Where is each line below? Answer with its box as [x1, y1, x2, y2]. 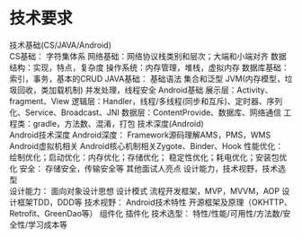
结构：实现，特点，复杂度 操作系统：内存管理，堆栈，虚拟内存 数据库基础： [9, 62, 289, 73]
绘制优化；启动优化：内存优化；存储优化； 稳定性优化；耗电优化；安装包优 [9, 152, 288, 163]
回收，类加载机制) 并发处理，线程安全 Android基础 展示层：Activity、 [16, 84, 273, 95]
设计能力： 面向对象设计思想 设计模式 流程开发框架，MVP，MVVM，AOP [9, 185, 280, 196]
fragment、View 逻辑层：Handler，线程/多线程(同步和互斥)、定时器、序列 [9, 95, 283, 106]
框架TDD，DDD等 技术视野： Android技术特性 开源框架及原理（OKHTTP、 [16, 197, 292, 207]
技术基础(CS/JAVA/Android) [9, 40, 112, 50]
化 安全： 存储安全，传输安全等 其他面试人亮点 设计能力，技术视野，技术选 [9, 163, 286, 173]
